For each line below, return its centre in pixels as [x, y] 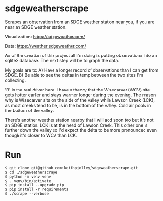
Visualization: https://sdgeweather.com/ [45, 37]
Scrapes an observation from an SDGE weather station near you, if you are [80, 22]
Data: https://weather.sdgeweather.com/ [45, 46]
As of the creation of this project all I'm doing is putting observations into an [81, 55]
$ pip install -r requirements [37, 189]
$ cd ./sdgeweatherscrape [31, 172]
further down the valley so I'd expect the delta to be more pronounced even [81, 130]
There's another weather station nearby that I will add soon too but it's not [79, 120]
